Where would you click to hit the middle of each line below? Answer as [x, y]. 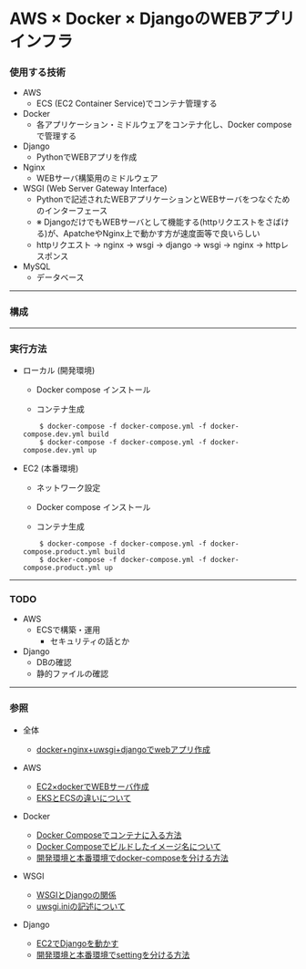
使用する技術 [38, 72]
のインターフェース [72, 211]
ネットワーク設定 [68, 488]
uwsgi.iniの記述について [81, 906]
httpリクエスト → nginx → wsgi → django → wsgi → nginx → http [158, 245]
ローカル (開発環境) [59, 370]
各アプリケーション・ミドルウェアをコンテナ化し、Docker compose [164, 125]
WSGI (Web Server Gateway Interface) [95, 189]
